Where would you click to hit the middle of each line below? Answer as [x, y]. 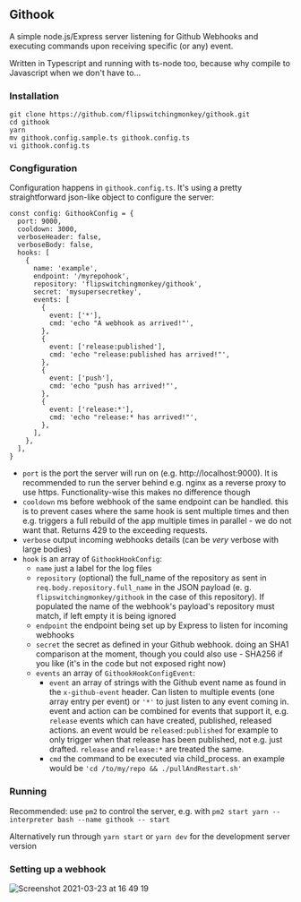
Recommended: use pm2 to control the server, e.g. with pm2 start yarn [139, 811]
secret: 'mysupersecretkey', [87, 292]
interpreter [31, 820]
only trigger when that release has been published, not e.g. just [166, 740]
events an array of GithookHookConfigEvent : [115, 673]
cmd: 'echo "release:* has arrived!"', [124, 417]
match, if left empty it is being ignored [106, 616]
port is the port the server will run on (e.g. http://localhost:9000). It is [150, 473]
